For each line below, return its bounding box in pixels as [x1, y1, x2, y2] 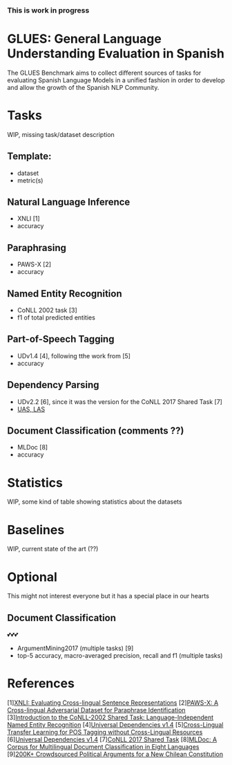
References [7, 676, 75, 692]
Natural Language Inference [7, 196, 130, 208]
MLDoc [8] [17, 443, 48, 452]
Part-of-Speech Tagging [7, 333, 115, 345]
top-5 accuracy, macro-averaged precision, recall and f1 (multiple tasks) [17, 652, 223, 660]
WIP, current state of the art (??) [7, 545, 99, 553]
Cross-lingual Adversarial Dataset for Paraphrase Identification [7, 706, 186, 715]
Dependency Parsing [7, 379, 99, 391]
